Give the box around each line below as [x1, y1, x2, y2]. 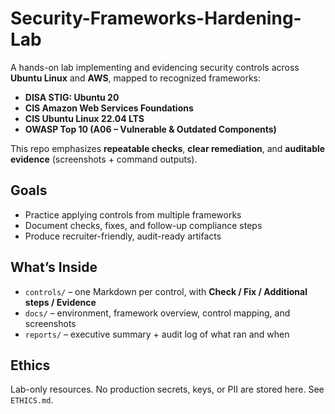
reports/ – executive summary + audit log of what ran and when [24, 328, 290, 340]
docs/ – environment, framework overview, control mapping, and [24, 307, 291, 319]
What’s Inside [10, 259, 98, 276]
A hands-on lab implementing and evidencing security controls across [10, 61, 300, 73]
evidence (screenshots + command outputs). [10, 153, 198, 165]
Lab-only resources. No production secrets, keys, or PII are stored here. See [10, 383, 325, 396]
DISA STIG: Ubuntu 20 [24, 91, 120, 103]
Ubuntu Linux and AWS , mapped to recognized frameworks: [10, 72, 262, 84]
